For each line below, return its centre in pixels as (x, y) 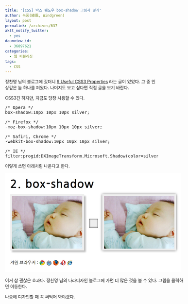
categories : (17, 51)
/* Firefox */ (22, 122)
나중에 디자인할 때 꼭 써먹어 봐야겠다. (40, 297)
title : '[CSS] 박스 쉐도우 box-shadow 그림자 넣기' (53, 10)
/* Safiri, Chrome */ (31, 137)
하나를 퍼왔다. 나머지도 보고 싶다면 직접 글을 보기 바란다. (76, 88)
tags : (10, 61)
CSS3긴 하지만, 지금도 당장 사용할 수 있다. (45, 98)
